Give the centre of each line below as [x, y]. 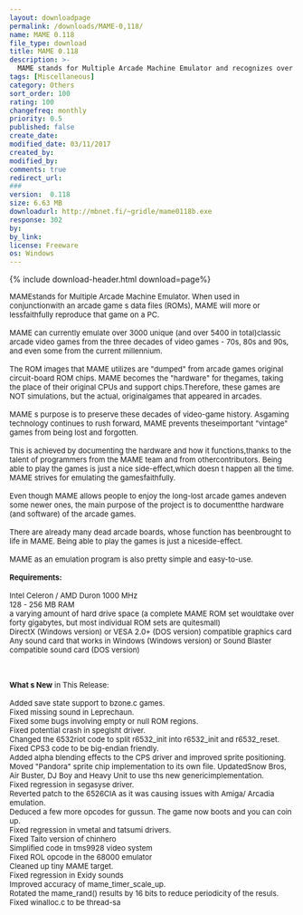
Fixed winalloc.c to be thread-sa [65, 903]
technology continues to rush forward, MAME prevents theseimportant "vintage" [149, 424]
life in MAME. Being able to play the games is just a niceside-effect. [126, 541]
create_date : [34, 136]
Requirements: [36, 578]
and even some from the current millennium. [86, 351]
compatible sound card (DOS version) [75, 650]
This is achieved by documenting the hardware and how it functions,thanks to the [151, 451]
